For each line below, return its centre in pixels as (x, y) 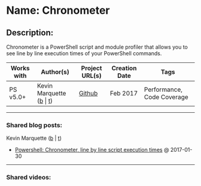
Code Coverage (166, 97)
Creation (124, 68)
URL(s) (92, 76)
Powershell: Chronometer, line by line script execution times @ (92, 150)
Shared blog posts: (34, 125)
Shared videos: (29, 178)
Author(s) (55, 72)
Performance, (163, 89)
